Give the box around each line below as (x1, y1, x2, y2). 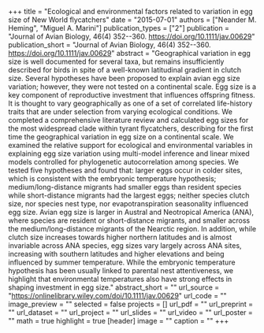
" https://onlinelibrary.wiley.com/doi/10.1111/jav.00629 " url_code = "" (8, 291, 227, 300)
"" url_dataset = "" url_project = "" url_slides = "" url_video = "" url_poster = (8, 308, 254, 317)
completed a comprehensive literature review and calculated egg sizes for (8, 116, 249, 124)
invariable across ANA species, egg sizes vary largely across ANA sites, (8, 241, 242, 250)
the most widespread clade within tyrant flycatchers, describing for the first (8, 124, 254, 133)
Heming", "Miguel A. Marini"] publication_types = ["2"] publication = (8, 24, 230, 32)
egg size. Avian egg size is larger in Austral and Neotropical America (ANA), (8, 208, 255, 216)
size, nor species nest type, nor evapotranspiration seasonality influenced (8, 199, 249, 208)
